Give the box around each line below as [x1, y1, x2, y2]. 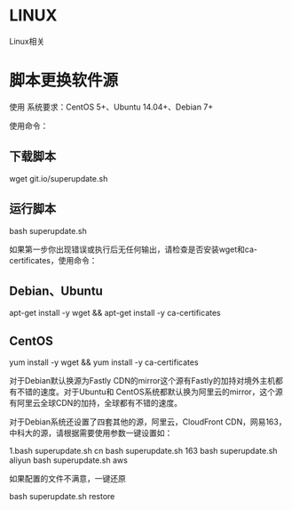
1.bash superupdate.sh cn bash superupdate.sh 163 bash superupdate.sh [9, 446, 278, 457]
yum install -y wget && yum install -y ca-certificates [9, 357, 199, 368]
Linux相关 [9, 36, 45, 46]
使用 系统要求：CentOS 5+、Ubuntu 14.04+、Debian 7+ [9, 101, 214, 112]
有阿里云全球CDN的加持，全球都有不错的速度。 [9, 398, 182, 409]
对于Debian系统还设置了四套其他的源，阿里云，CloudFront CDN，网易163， [9, 417, 287, 427]
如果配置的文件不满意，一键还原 [9, 474, 126, 484]
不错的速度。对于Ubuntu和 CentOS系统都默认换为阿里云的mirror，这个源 [16, 386, 284, 397]
